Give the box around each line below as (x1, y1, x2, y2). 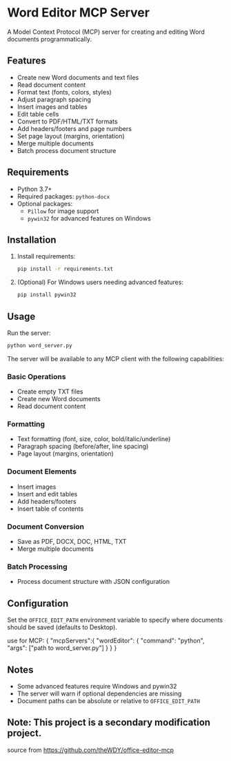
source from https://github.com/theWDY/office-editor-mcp (7, 746, 174, 754)
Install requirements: (17, 252, 76, 261)
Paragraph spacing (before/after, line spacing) (17, 443, 149, 451)
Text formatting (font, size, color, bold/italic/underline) (17, 435, 171, 443)
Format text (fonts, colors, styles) (17, 88, 112, 96)
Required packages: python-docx (17, 192, 110, 201)
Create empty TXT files (17, 387, 83, 396)
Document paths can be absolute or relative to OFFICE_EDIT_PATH (17, 696, 200, 704)
